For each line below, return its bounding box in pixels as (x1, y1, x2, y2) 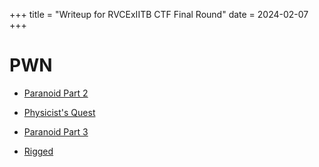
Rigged (23, 145, 54, 157)
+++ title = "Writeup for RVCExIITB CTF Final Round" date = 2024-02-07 (9, 9, 309, 20)
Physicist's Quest (23, 106, 96, 118)
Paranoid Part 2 (23, 87, 89, 99)
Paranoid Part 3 (23, 125, 89, 138)
